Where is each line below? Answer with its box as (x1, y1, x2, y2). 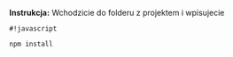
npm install (9, 39, 53, 48)
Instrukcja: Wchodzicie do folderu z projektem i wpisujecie (9, 8, 225, 18)
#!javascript (9, 25, 58, 33)
